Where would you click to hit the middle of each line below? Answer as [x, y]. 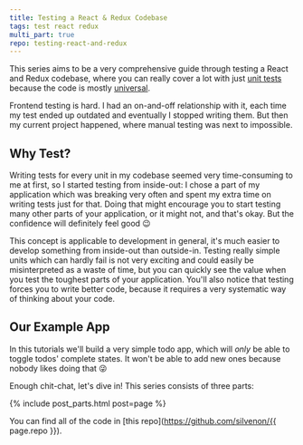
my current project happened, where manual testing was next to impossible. [151, 125]
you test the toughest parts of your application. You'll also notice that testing [151, 280]
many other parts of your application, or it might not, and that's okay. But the [151, 214]
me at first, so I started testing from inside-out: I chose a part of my [135, 185]
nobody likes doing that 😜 [58, 368]
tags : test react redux [54, 26]
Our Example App [60, 327]
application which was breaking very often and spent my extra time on [140, 195]
